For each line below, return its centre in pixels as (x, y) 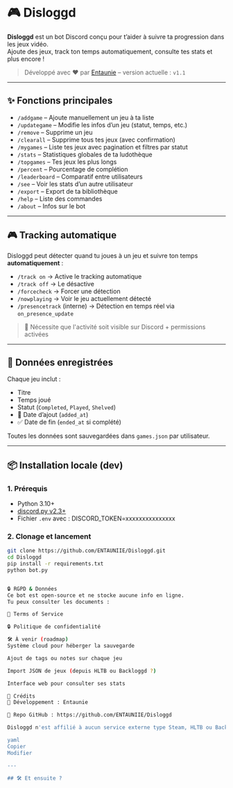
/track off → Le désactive (56, 284)
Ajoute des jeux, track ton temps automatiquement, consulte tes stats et (110, 51)
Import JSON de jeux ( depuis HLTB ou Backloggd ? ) (82, 671)
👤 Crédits (21, 696)
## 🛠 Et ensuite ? (35, 778)
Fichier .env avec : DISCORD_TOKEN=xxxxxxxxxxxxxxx (96, 518)
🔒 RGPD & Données (32, 589)
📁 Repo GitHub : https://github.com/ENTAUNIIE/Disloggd (89, 715)
